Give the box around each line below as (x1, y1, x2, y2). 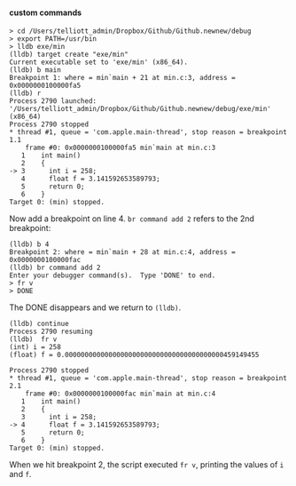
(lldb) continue (9, 320, 69, 329)
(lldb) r (9, 89, 42, 98)
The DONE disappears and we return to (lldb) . (9, 302, 182, 313)
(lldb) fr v (9, 335, 58, 344)
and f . (9, 469, 32, 480)
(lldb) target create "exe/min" (9, 50, 129, 60)
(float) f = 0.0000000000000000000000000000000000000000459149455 (9, 351, 260, 360)
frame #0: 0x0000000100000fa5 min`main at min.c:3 (25, 143, 216, 153)
